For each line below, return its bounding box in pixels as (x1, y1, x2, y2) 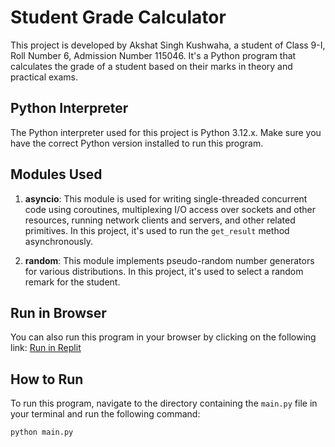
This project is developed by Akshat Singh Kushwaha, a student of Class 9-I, (10, 39, 326, 51)
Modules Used (10, 166, 103, 183)
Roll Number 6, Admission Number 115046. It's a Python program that (10, 49, 297, 61)
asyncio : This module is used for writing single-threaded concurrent (24, 192, 308, 205)
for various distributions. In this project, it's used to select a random (24, 265, 304, 277)
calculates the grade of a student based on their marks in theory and (10, 60, 293, 72)
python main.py (10, 427, 74, 438)
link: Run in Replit (10, 342, 82, 354)
